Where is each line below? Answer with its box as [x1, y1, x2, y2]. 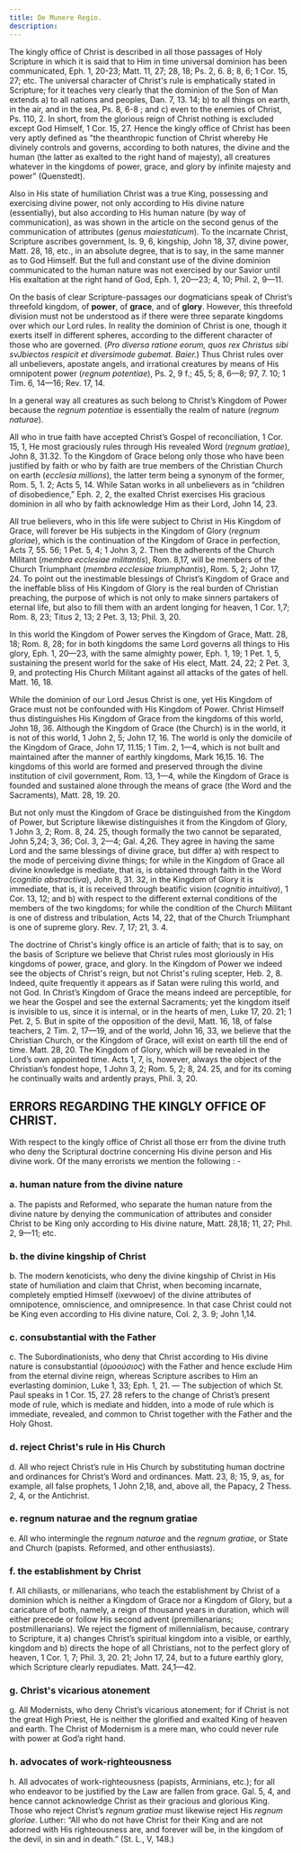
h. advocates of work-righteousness [9, 1756, 173, 1768]
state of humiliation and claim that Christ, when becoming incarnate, [9, 1279, 262, 1291]
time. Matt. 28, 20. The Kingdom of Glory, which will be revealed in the [9, 1044, 270, 1055]
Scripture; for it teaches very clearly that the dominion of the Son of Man [9, 85, 279, 95]
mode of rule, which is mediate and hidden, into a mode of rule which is [9, 1400, 274, 1410]
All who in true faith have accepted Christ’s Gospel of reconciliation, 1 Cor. [9, 431, 283, 442]
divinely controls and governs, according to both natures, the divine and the [9, 141, 290, 153]
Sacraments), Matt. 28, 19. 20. [9, 789, 121, 801]
